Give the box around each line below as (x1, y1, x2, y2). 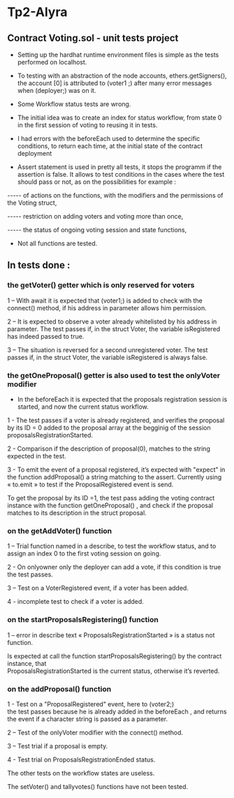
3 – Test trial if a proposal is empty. (7, 741, 108, 750)
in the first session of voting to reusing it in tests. (17, 121, 158, 129)
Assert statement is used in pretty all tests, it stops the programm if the (17, 163, 222, 171)
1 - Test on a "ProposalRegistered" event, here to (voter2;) (7, 699, 175, 708)
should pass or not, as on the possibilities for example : (17, 177, 177, 186)
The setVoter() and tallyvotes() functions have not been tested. (7, 782, 189, 790)
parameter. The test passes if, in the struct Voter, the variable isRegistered (7, 324, 221, 333)
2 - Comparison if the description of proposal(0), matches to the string (7, 444, 211, 453)
